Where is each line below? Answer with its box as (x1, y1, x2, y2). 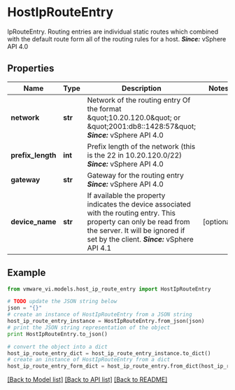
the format (87, 104, 122, 113)
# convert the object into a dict (7, 343, 108, 350)
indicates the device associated (87, 199, 191, 209)
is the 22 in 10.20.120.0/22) (87, 150, 183, 160)
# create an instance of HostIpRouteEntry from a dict (7, 356, 171, 363)
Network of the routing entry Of (87, 95, 191, 105)
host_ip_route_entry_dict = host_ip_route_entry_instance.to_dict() (7, 349, 211, 357)
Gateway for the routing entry (87, 170, 184, 180)
